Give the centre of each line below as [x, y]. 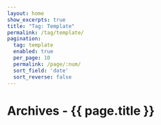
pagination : [24, 39]
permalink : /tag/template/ [46, 32]
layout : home [26, 13]
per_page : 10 [32, 58]
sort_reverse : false [42, 77]
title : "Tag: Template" [41, 26]
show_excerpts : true [37, 20]
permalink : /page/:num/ [47, 64]
